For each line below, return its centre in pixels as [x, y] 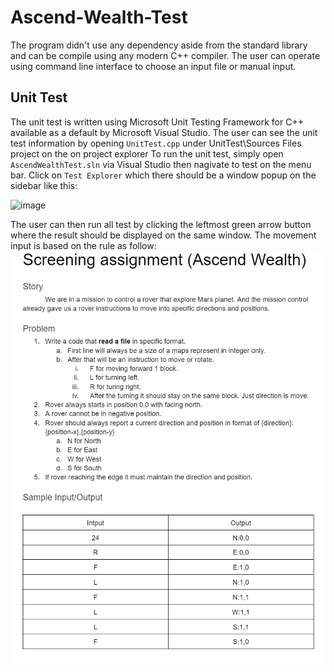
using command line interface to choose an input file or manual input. [153, 66]
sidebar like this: [44, 185]
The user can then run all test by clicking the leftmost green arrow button [161, 224]
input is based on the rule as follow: [83, 245]
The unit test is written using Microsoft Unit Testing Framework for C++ [157, 122]
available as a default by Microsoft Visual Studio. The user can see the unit [164, 132]
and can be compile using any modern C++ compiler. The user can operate [165, 55]
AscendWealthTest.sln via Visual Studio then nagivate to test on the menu [161, 164]
